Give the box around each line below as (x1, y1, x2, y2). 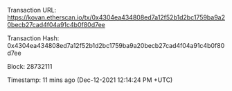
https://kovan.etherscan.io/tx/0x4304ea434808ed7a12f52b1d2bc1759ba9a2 (7, 13, 226, 22)
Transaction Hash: (7, 34, 60, 42)
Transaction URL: (7, 6, 57, 14)
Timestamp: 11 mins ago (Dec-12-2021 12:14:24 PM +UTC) (7, 76, 173, 84)
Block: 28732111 (7, 63, 53, 70)
